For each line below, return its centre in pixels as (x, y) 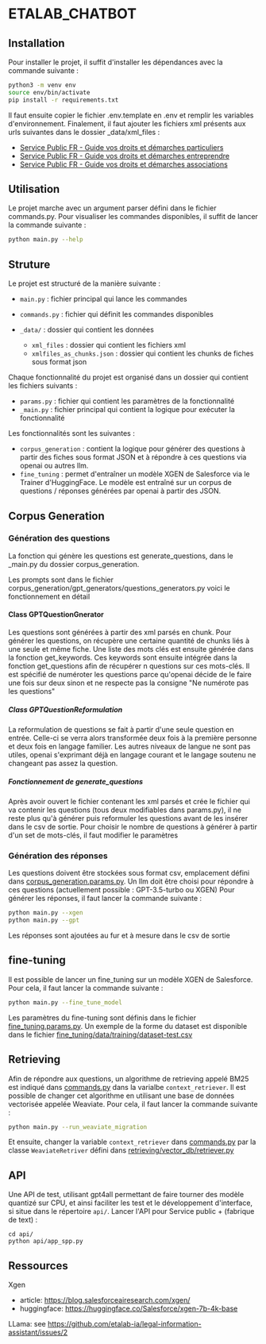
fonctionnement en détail (49, 596)
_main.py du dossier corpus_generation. (74, 564)
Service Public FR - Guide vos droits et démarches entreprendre (125, 156)
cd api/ (21, 1234)
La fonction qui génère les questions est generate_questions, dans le (121, 556)
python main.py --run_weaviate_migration (78, 1127)
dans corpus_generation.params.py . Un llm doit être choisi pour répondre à (131, 881)
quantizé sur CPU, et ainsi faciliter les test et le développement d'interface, (130, 1203)
